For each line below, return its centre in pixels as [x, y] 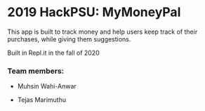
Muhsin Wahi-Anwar [47, 86]
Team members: [36, 71]
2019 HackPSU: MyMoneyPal [94, 12]
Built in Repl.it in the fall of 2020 [53, 53]
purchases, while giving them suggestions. [69, 39]
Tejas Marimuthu [42, 100]
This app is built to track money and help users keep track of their [102, 32]
